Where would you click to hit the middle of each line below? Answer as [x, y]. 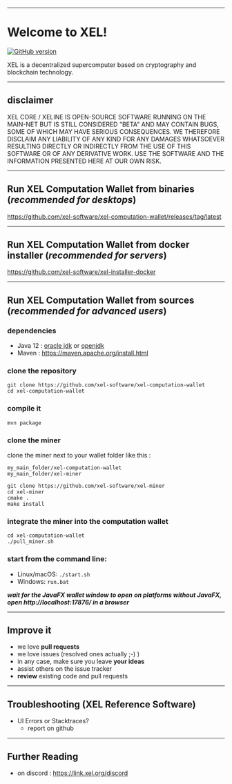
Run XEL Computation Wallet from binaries [101, 189]
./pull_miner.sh [30, 542]
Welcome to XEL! [57, 32]
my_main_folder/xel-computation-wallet [65, 468]
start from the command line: [57, 559]
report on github [51, 728]
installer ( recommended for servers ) [87, 255]
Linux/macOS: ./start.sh [54, 574]
